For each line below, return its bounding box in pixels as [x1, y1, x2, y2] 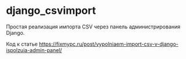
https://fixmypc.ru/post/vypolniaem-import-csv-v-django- [38, 40, 179, 47]
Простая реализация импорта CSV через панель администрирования [6, 23, 181, 30]
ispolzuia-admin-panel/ [6, 46, 62, 53]
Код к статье [6, 40, 38, 47]
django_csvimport [6, 4, 96, 17]
